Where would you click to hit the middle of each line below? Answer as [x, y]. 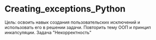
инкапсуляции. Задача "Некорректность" [48, 32]
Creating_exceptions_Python [65, 9]
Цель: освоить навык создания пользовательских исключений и [72, 22]
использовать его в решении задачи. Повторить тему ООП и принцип [78, 27]
